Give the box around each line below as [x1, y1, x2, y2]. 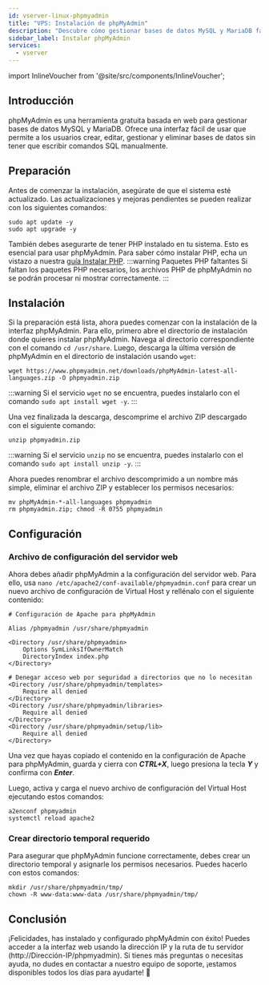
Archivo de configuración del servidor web [8, 551, 179, 562]
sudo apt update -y [8, 218, 74, 226]
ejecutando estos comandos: [8, 792, 104, 801]
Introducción [8, 94, 74, 108]
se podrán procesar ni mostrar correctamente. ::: [8, 273, 170, 283]
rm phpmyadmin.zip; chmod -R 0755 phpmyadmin [8, 506, 163, 514]
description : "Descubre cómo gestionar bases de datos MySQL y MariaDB [8, 26, 252, 34]
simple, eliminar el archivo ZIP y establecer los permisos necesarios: [8, 482, 235, 493]
